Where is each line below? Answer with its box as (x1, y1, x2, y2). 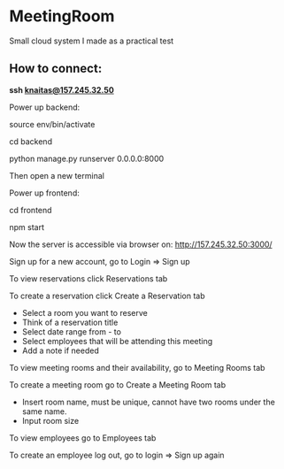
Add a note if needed (21, 345, 99, 356)
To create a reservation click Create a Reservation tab (9, 290, 205, 301)
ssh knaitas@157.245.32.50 (9, 84, 115, 95)
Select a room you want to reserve (21, 307, 148, 318)
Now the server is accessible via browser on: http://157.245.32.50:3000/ (9, 239, 272, 250)
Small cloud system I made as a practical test (9, 35, 174, 46)
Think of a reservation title (21, 317, 119, 327)
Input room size (21, 415, 80, 426)
